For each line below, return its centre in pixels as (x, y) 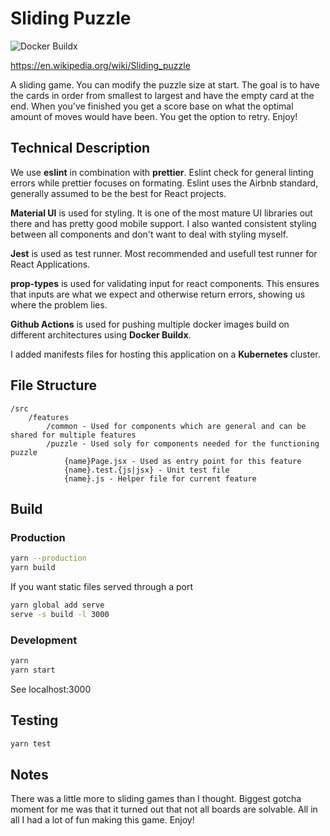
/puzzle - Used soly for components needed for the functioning (183, 443)
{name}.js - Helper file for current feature (160, 478)
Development (44, 640)
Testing (34, 720)
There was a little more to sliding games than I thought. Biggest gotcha (156, 799)
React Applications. (50, 264)
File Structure (53, 385)
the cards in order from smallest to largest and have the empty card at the (162, 95)
